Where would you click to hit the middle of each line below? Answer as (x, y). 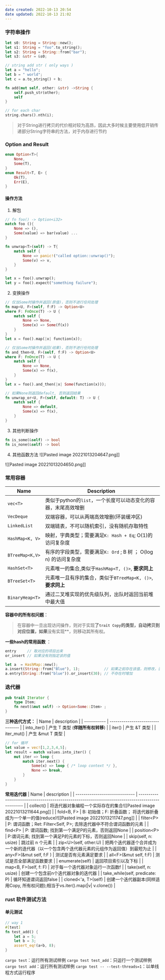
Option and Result (27, 144)
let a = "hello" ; (23, 70)
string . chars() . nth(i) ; (29, 115)
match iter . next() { (44, 761)
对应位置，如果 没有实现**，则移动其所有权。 (62, 631)
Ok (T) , (21, 178)
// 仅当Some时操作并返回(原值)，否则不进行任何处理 (52, 302)
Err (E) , (22, 182)
